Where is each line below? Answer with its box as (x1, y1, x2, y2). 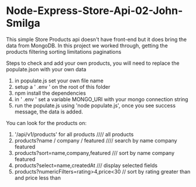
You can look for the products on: (6, 119, 87, 126)
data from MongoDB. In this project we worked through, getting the (6, 42, 168, 49)
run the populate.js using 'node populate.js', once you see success (14, 102, 176, 109)
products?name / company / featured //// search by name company (14, 137, 177, 144)
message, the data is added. (14, 108, 83, 115)
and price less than (14, 174, 61, 181)
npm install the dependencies (14, 89, 86, 96)
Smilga (6, 16, 41, 30)
